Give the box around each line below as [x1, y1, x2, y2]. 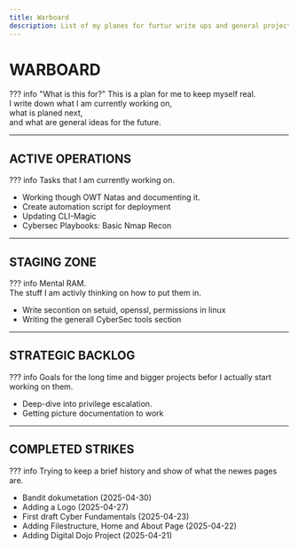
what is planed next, [9, 107, 83, 118]
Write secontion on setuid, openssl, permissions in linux [21, 305, 226, 315]
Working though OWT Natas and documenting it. [21, 192, 201, 203]
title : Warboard [9, 12, 69, 22]
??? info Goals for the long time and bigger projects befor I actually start [9, 371, 272, 382]
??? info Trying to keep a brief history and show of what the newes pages [9, 465, 278, 476]
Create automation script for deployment [21, 202, 171, 212]
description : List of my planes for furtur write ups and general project [9, 21, 292, 30]
